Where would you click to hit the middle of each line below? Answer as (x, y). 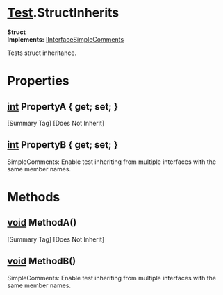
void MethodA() (42, 222)
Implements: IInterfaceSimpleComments (66, 39)
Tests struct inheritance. (42, 53)
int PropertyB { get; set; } (63, 145)
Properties (38, 81)
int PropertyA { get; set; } (63, 107)
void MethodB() (42, 261)
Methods (34, 197)
